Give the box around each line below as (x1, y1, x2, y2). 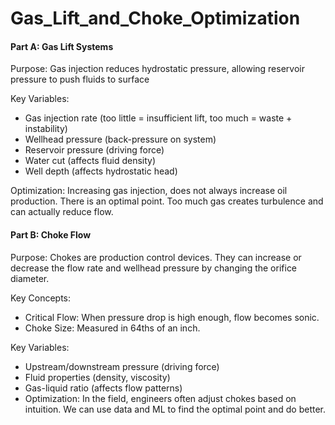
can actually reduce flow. (10, 206, 114, 218)
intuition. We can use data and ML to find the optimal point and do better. (24, 403, 327, 415)
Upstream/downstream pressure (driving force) (24, 360, 220, 372)
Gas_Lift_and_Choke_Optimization (10, 7, 301, 30)
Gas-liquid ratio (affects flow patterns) (24, 382, 183, 394)
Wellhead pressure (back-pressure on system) (24, 133, 217, 146)
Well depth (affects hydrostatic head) (24, 165, 178, 177)
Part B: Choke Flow (10, 228, 92, 241)
